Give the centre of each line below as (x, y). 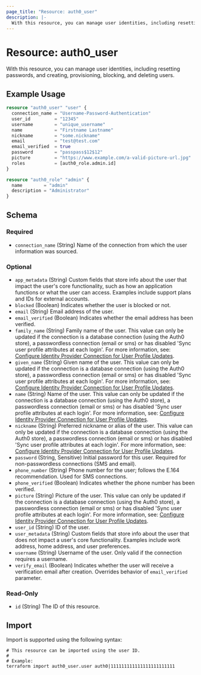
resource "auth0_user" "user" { (46, 108)
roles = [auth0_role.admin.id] (64, 163)
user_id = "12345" (45, 119)
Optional (19, 266)
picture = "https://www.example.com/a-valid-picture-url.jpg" (101, 158)
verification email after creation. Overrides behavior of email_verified (101, 572)
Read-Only (22, 594)
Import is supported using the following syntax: (64, 640)
